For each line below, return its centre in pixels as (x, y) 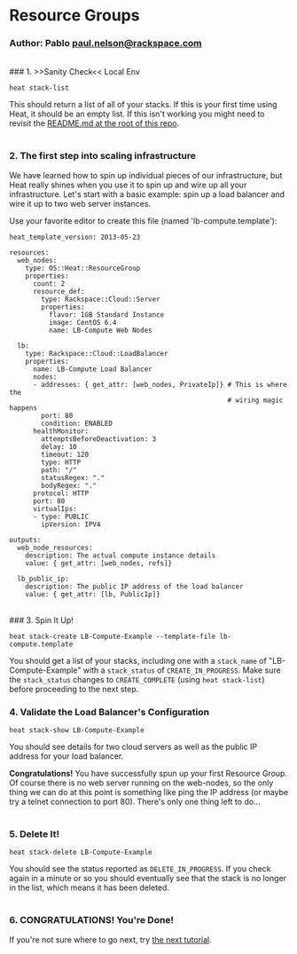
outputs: (25, 540)
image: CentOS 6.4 (82, 322)
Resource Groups (74, 16)
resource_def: (59, 291)
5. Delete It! (35, 834)
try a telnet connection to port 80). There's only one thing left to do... (135, 802)
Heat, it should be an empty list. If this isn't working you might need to (137, 114)
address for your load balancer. (66, 756)
